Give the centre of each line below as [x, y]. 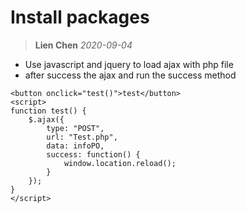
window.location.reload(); [120, 163]
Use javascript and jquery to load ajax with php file [129, 64]
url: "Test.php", [82, 137]
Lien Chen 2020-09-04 [83, 45]
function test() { [48, 111]
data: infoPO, [75, 146]
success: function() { [93, 154]
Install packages [80, 17]
